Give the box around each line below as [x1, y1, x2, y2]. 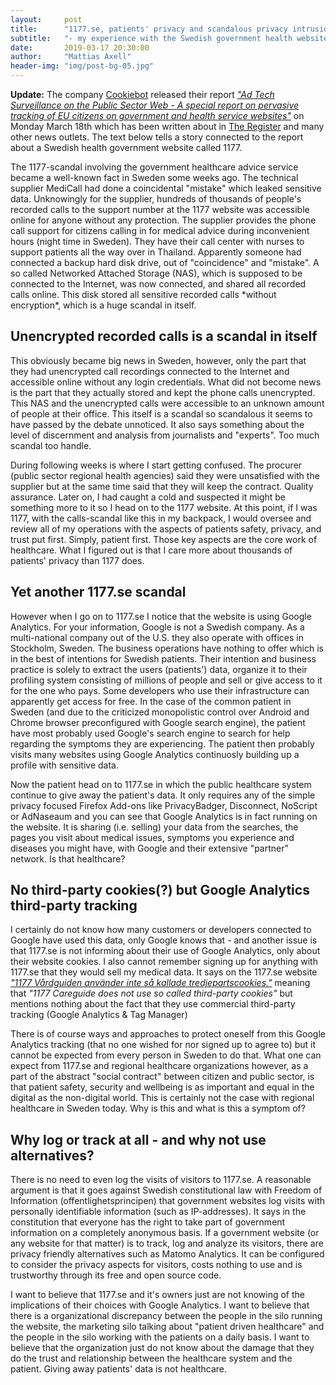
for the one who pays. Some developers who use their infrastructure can [10, 684, 310, 696]
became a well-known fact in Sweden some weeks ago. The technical [10, 172, 299, 183]
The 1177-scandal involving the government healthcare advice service [10, 161, 299, 173]
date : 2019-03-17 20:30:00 [10, 42, 150, 53]
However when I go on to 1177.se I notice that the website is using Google [10, 610, 312, 622]
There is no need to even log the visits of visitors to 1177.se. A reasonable [10, 1174, 312, 1186]
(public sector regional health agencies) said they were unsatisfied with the [10, 469, 320, 481]
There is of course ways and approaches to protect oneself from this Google [10, 1028, 326, 1040]
